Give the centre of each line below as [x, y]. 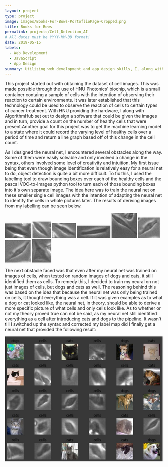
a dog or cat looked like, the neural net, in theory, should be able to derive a [83, 303]
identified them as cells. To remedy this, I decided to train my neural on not [82, 282]
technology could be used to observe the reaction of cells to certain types [81, 105]
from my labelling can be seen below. [44, 206]
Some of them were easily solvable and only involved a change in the [76, 158]
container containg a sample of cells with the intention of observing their [80, 95]
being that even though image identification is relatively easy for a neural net [84, 168]
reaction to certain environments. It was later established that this [72, 100]
